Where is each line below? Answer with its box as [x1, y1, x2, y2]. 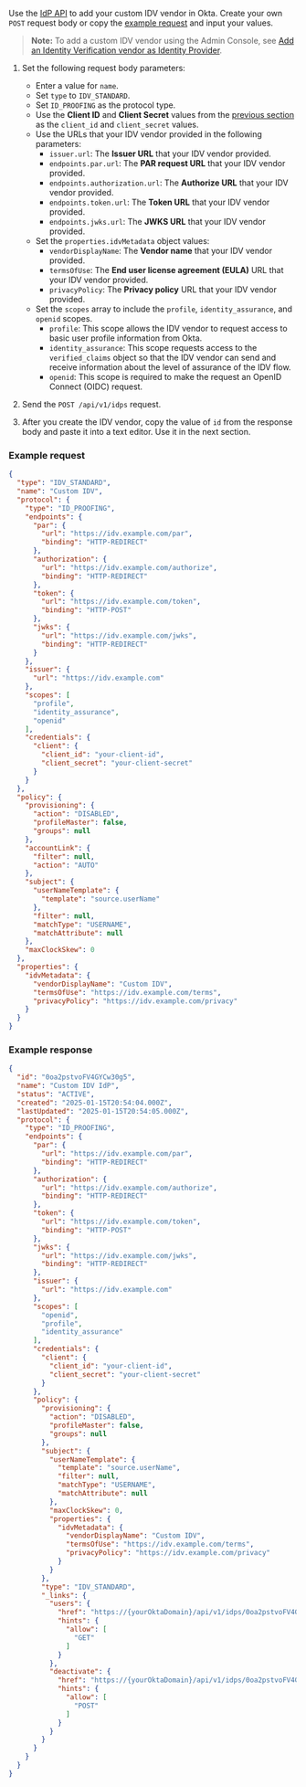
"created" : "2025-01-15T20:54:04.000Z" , [16, 1098, 173, 1107]
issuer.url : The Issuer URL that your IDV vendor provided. [48, 148, 271, 159]
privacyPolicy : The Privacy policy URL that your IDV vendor [48, 284, 278, 295]
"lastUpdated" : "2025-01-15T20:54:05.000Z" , [16, 1106, 189, 1116]
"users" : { [48, 1599, 91, 1609]
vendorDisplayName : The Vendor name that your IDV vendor [48, 246, 273, 256]
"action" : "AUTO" [32, 861, 100, 870]
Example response [8, 1043, 93, 1056]
